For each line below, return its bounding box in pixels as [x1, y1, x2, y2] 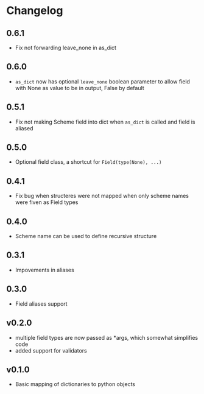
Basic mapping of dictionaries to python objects [15, 381, 136, 388]
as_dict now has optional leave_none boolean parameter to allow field [15, 77, 191, 85]
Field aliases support [15, 300, 68, 308]
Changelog [6, 4, 63, 18]
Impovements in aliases [15, 266, 74, 273]
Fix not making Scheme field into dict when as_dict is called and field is [15, 118, 195, 125]
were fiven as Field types [15, 199, 79, 206]
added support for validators [15, 347, 87, 354]
